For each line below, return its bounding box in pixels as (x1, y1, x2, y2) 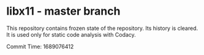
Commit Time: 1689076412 (6, 43, 74, 50)
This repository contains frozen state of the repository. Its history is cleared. (6, 24, 198, 32)
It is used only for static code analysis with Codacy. (6, 31, 136, 38)
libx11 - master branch (6, 4, 121, 18)
